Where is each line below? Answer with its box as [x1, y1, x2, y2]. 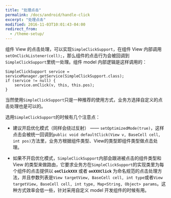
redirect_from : [5, 27, 38, 32]
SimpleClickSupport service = [5, 69, 70, 74]
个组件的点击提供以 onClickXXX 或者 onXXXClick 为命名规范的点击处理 [12, 168, 158, 174]
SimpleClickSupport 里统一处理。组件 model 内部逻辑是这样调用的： [5, 59, 147, 65]
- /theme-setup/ [10, 31, 44, 36]
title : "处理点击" [5, 7, 42, 13]
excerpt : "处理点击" [5, 17, 46, 22]
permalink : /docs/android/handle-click [5, 12, 90, 17]
